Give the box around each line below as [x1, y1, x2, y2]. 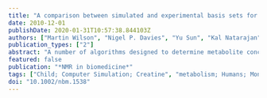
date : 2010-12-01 [8, 19, 66, 27]
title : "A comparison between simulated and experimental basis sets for [8, 11, 258, 20]
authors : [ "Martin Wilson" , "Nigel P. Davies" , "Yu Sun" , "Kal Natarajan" [8, 33, 261, 42]
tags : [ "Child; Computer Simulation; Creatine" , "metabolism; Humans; [8, 70, 247, 78]
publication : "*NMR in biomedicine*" [8, 63, 133, 71]
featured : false [8, 56, 62, 64]
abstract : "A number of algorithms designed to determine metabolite [8, 48, 244, 56]
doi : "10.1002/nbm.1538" [8, 77, 91, 85]
